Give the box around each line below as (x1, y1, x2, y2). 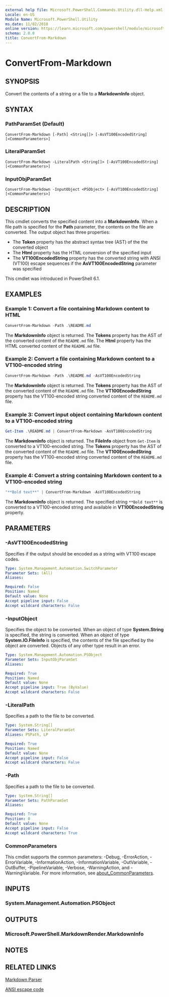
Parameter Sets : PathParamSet (5, 798, 69, 803)
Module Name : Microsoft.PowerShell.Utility (5, 17, 98, 22)
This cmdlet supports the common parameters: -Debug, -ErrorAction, (5, 854, 149, 860)
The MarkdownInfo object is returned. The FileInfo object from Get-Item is (5, 437, 160, 444)
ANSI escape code (5, 986, 44, 992)
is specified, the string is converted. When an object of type (5, 632, 130, 638)
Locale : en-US (5, 12, 35, 17)
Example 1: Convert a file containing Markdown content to (5, 305, 150, 312)
